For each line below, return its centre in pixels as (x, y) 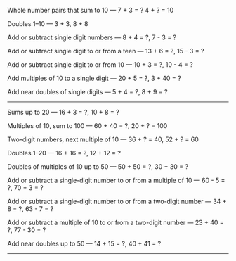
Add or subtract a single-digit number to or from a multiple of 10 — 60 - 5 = (116, 180)
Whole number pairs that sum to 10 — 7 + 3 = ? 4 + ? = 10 (91, 10)
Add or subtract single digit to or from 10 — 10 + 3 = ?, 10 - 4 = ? (100, 65)
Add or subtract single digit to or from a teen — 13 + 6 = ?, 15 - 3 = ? (106, 51)
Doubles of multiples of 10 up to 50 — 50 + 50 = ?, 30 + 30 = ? (98, 167)
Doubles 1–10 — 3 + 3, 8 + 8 (48, 24)
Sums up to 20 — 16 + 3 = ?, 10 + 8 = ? (63, 112)
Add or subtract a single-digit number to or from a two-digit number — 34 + (117, 201)
